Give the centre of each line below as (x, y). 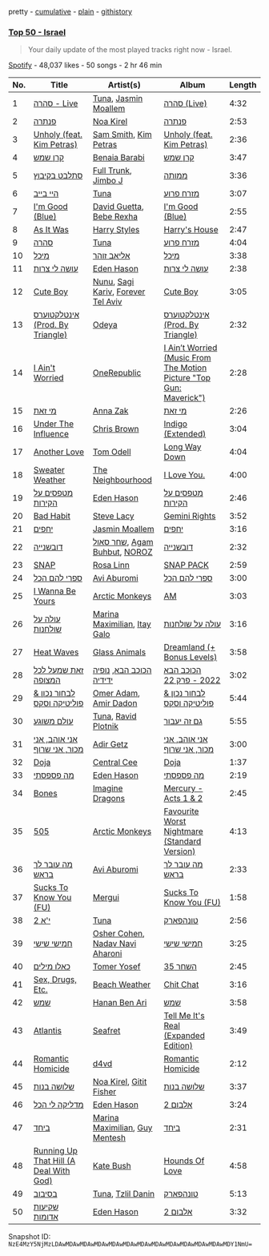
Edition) (179, 1046)
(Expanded (185, 1036)
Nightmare (184, 831)
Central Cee (115, 763)
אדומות (46, 1217)
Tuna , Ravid (114, 716)
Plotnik (105, 727)
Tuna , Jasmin (118, 99)
